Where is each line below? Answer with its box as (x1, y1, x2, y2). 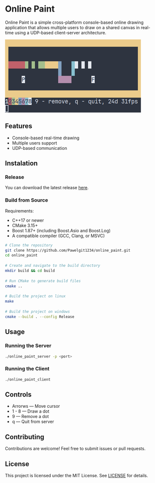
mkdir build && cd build (5, 268, 55, 274)
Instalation (5, 159, 38, 168)
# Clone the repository (5, 242, 53, 248)
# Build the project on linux (5, 294, 66, 299)
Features (5, 122, 32, 130)
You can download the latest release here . (5, 185, 89, 191)
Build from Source (5, 197, 48, 204)
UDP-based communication (12, 145, 68, 151)
